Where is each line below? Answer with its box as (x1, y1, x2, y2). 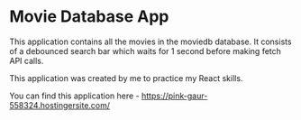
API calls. (9, 55, 44, 66)
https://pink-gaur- (141, 90, 208, 101)
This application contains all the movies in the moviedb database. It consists (9, 36, 292, 47)
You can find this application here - (9, 90, 140, 101)
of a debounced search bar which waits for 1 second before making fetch (9, 45, 282, 56)
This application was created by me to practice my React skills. (9, 72, 243, 83)
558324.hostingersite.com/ (9, 99, 111, 110)
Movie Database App (9, 6, 169, 27)
